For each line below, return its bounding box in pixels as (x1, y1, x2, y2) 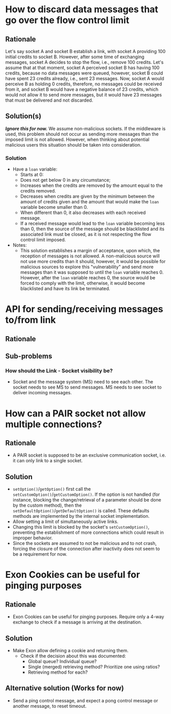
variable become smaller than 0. (20, 204, 88, 210)
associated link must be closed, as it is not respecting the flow (20, 231, 152, 237)
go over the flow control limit (5, 14, 130, 26)
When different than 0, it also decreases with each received (20, 209, 146, 216)
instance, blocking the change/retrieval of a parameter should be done (12, 497, 162, 503)
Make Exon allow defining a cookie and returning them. (12, 648, 129, 653)
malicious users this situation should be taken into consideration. (5, 141, 141, 148)
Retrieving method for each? (28, 669, 88, 675)
